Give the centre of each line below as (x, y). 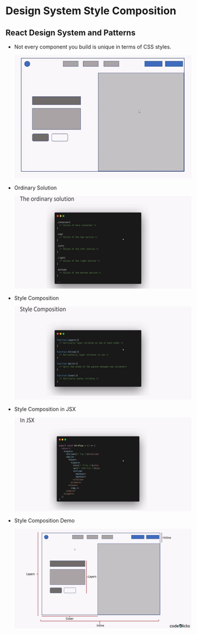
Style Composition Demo (44, 520)
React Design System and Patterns (71, 33)
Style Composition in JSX (45, 409)
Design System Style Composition (91, 11)
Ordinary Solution (35, 188)
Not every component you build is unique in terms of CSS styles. (93, 47)
